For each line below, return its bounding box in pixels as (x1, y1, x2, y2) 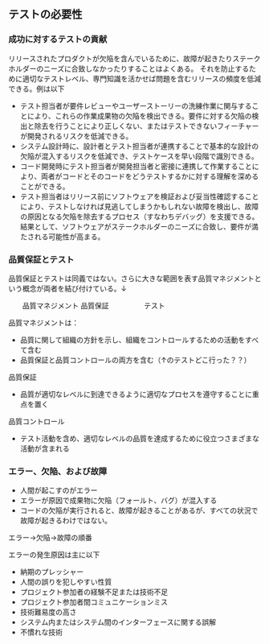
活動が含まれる (19, 444, 70, 453)
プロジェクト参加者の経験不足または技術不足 (19, 587, 169, 597)
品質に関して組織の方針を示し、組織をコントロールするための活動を (19, 335, 246, 345)
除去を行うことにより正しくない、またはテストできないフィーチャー (34, 121, 259, 130)
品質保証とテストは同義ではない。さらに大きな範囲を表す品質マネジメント (8, 273, 255, 283)
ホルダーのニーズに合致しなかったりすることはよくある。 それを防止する (8, 64, 250, 73)
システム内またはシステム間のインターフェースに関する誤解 (19, 617, 217, 627)
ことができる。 (19, 181, 70, 191)
